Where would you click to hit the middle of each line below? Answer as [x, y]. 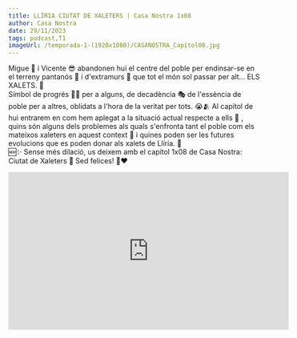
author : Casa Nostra [43, 23]
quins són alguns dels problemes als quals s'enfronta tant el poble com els [131, 127]
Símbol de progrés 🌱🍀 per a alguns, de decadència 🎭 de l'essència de [125, 95]
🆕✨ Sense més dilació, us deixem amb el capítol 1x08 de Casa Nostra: [125, 152]
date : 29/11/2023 [37, 30]
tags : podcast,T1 [37, 38]
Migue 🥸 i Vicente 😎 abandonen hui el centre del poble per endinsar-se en [131, 68]
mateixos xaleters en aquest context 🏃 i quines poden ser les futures [121, 135]
